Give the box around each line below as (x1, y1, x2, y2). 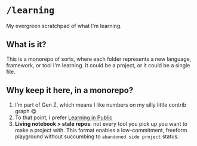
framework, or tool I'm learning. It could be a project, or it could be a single (6, 61, 190, 69)
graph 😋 (14, 107, 37, 114)
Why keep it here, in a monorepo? (6, 85, 134, 95)
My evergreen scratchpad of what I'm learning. (6, 22, 122, 29)
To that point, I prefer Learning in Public (14, 114, 113, 121)
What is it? (6, 39, 47, 49)
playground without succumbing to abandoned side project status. (14, 133, 179, 140)
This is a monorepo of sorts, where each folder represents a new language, (6, 55, 192, 63)
